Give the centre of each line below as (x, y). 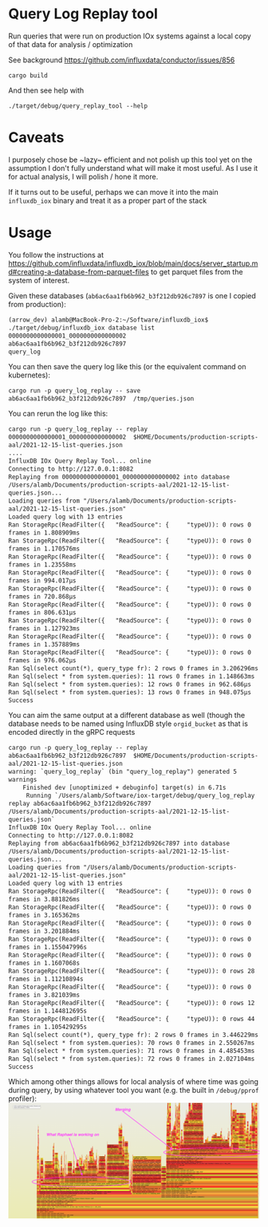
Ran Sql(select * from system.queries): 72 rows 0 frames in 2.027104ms (132, 1059)
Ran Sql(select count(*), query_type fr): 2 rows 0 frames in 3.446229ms (134, 1035)
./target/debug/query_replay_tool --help (78, 106)
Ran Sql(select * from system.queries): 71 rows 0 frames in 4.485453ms (132, 1051)
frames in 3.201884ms (44, 931)
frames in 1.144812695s (48, 1011)
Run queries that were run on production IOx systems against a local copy (130, 36)
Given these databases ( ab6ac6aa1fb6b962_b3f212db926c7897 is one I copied (132, 295)
